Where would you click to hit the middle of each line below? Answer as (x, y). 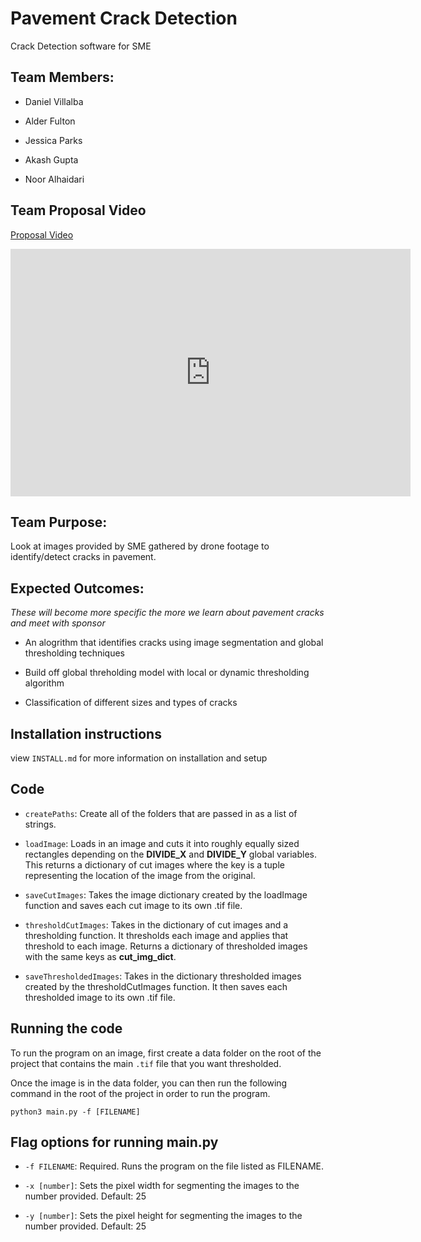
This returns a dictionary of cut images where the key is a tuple (154, 864)
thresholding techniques (75, 653)
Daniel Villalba (54, 101)
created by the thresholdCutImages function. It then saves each (156, 986)
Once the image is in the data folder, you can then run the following (149, 1083)
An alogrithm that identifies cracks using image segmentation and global (174, 643)
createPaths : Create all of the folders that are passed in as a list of (161, 813)
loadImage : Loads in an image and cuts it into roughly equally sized (162, 843)
